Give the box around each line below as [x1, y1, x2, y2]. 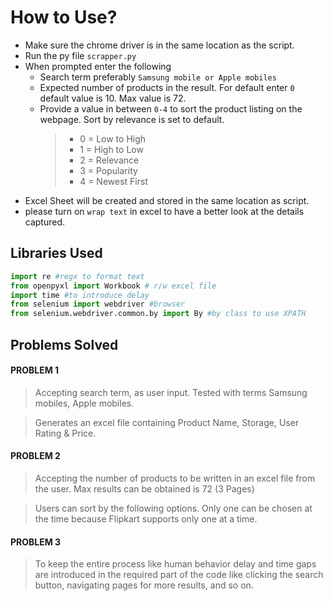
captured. [24, 216, 66, 228]
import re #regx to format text [10, 271, 145, 281]
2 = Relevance [79, 154, 140, 166]
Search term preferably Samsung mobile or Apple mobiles [39, 71, 277, 83]
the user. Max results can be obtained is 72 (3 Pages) [34, 482, 255, 495]
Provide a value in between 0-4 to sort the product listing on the [39, 102, 303, 115]
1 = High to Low [79, 143, 144, 155]
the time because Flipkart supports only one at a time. [34, 512, 258, 525]
